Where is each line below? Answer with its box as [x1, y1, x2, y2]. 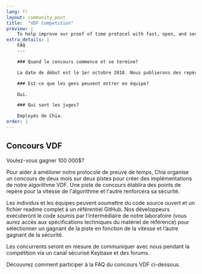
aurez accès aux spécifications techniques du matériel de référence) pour [6, 218, 189, 225]
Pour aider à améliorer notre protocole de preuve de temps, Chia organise [6, 168, 189, 175]
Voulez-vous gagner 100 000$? [6, 157, 85, 164]
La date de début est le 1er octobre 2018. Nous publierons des [17, 70, 182, 76]
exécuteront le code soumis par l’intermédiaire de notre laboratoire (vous [6, 212, 187, 219]
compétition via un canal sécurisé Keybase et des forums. [6, 249, 150, 256]
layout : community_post [6, 14, 66, 20]
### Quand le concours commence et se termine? [17, 58, 138, 65]
